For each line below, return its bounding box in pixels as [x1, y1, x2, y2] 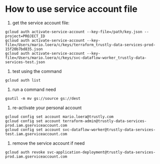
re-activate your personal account [12, 105, 82, 111]
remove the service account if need [12, 140, 85, 146]
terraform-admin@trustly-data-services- [62, 119, 147, 123]
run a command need [12, 86, 56, 92]
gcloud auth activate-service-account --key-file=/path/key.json [5, 29, 142, 34]
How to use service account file [5, 3, 138, 15]
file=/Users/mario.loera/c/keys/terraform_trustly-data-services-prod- [5, 42, 156, 47]
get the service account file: [12, 20, 70, 26]
